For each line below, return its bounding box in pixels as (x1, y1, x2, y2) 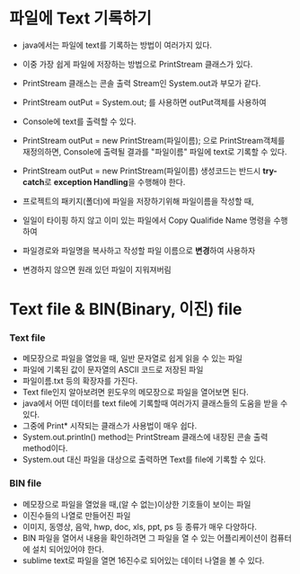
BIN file (9, 477, 42, 490)
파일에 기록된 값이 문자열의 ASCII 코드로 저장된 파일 (22, 365, 204, 375)
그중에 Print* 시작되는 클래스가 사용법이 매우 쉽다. (22, 420, 198, 431)
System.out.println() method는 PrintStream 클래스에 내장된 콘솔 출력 (22, 432, 269, 443)
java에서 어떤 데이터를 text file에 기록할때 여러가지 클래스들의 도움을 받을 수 (22, 398, 288, 409)
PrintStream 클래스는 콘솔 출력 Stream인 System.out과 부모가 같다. (22, 77, 261, 88)
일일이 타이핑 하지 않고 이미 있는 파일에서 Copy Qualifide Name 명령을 (22, 215, 272, 225)
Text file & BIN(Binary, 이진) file (9, 299, 243, 320)
